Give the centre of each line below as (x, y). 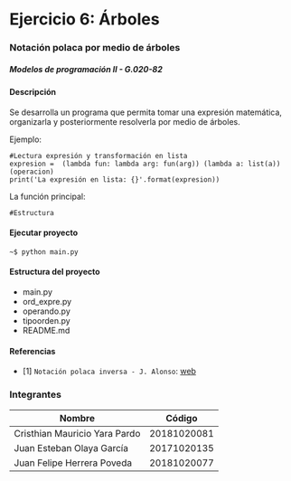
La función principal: (47, 196)
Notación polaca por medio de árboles (95, 48)
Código (182, 418)
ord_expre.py (47, 302)
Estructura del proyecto (55, 272)
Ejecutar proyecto (44, 233)
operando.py (46, 311)
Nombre (77, 418)
